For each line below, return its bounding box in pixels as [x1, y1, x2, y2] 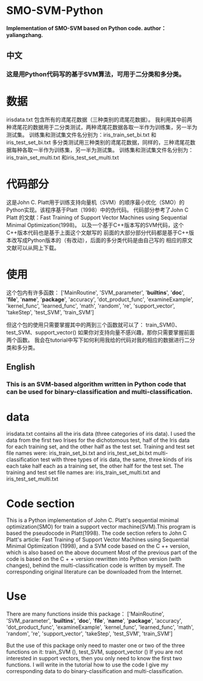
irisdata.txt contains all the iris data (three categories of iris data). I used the [6, 430, 196, 438]
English [6, 362, 35, 372]
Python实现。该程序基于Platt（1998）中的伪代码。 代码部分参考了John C [6, 206, 189, 214]
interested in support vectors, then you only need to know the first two [6, 655, 182, 662]
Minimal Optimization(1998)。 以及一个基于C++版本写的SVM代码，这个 [6, 222, 184, 229]
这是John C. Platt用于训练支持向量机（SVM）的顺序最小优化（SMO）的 [6, 198, 185, 206]
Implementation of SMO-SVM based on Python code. [6, 24, 143, 32]
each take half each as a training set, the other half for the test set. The [6, 462, 184, 470]
